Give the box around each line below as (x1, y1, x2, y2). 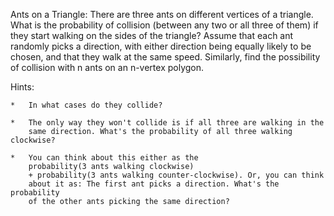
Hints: (10, 81, 35, 93)
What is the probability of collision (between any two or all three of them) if (10, 19, 319, 31)
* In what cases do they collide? (10, 100, 163, 110)
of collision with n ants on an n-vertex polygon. (10, 62, 205, 73)
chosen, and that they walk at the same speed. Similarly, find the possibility (10, 51, 321, 63)
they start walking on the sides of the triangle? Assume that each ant (10, 30, 294, 41)
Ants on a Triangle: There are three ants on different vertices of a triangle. (10, 9, 314, 20)
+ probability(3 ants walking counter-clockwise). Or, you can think (28, 170, 325, 180)
